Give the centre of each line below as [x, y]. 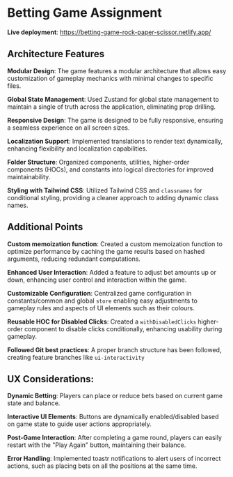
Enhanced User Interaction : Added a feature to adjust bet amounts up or [112, 272]
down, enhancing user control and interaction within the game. [97, 280]
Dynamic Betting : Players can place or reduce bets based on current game [115, 396]
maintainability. [29, 176]
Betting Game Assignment [85, 13]
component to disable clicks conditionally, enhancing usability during [123, 328]
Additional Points [45, 227]
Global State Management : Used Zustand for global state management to [113, 99]
